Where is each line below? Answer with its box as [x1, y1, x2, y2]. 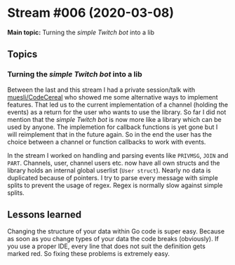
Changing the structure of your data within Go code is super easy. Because [7, 227, 225, 236]
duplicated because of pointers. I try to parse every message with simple [7, 173, 219, 182]
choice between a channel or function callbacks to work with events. [7, 137, 206, 146]
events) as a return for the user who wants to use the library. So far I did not [7, 107, 227, 116]
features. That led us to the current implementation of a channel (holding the [7, 100, 229, 109]
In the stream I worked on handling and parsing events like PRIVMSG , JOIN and [7, 151, 229, 159]
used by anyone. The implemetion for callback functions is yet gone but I [7, 123, 218, 131]
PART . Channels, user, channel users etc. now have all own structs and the [7, 158, 220, 167]
